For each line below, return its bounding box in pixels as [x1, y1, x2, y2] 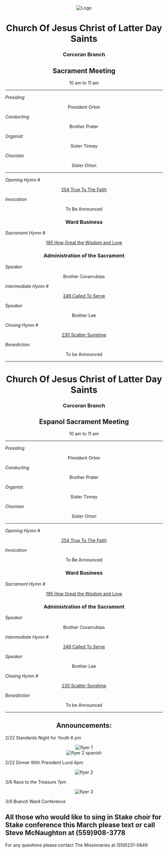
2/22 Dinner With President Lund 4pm [5, 759, 83, 765]
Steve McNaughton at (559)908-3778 [5, 828, 126, 837]
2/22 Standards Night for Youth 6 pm [5, 735, 81, 741]
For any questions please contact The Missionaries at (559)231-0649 [5, 842, 148, 848]
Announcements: [56, 721, 112, 730]
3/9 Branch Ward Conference [5, 798, 66, 804]
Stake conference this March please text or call [5, 821, 155, 829]
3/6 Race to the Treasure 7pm [5, 779, 66, 785]
